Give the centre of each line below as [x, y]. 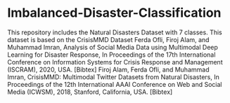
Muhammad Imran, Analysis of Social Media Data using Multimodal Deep [113, 47]
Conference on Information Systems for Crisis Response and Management [115, 62]
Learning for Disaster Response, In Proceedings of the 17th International [111, 55]
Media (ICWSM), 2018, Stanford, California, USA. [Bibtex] [90, 92]
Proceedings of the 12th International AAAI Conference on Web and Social [115, 84]
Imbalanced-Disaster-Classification [114, 13]
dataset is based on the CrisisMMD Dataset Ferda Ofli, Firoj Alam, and [108, 39]
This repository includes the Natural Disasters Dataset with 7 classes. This [115, 32]
